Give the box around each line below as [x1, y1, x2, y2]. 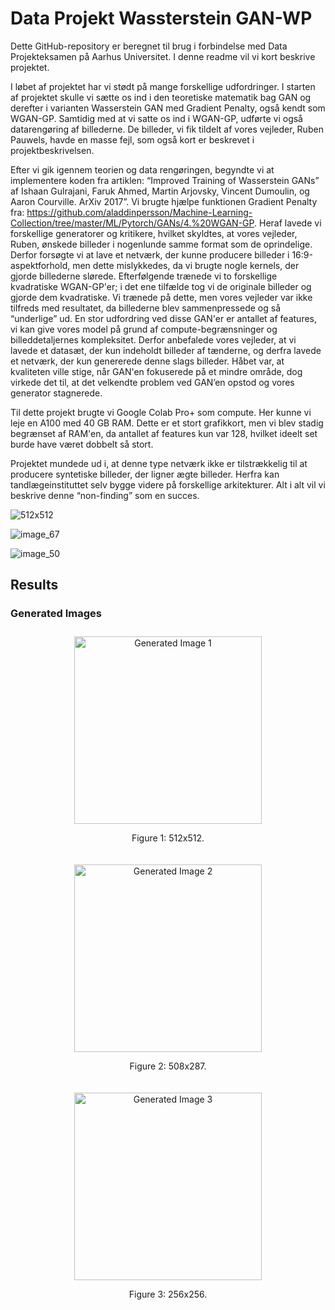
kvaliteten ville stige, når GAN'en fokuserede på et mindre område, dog [10, 365, 303, 377]
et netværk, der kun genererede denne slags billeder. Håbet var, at [10, 355, 285, 367]
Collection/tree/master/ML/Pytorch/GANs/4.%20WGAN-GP [10, 217, 255, 229]
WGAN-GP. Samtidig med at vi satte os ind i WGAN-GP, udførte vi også [10, 112, 303, 124]
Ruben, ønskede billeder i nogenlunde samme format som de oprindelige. [10, 238, 313, 250]
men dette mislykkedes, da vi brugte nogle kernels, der [72, 259, 300, 271]
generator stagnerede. [10, 387, 103, 399]
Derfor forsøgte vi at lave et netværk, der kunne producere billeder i [10, 248, 290, 261]
